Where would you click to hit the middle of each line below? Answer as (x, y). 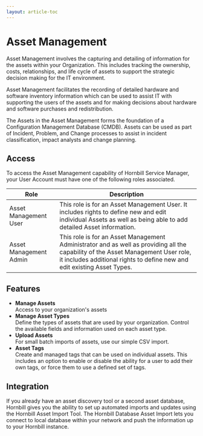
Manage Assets (35, 303)
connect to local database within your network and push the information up (100, 420)
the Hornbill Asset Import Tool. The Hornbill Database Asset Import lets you (100, 414)
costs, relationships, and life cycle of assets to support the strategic (91, 71)
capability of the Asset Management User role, (125, 252)
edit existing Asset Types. (96, 268)
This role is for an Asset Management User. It (124, 205)
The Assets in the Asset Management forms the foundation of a (85, 120)
